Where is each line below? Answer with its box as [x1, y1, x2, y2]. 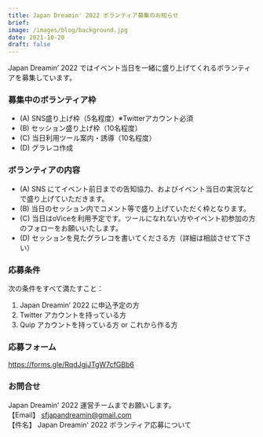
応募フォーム [8, 341, 57, 352]
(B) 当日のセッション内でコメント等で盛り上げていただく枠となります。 [19, 203, 251, 213]
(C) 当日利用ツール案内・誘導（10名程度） [19, 133, 156, 143]
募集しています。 [21, 73, 77, 82]
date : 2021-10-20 [8, 33, 65, 42]
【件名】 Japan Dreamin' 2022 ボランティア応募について [8, 420, 192, 429]
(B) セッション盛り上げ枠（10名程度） [19, 123, 142, 133]
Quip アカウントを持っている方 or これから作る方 [19, 320, 178, 330]
